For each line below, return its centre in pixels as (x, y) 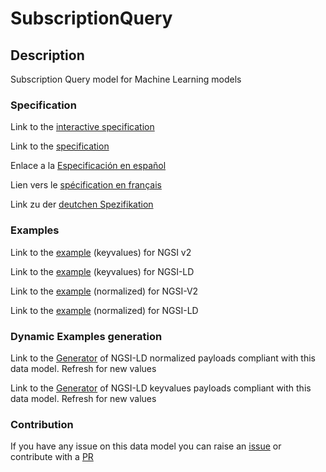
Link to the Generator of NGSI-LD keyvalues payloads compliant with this (161, 388)
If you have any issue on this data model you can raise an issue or (146, 446)
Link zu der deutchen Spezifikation (82, 204)
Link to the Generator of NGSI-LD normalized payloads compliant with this (163, 358)
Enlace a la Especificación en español (88, 166)
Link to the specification (60, 146)
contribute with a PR (52, 457)
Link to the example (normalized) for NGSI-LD (104, 310)
